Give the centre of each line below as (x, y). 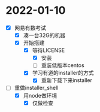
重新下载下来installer (66, 80)
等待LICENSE (49, 50)
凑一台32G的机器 (44, 35)
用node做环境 (40, 95)
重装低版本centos (63, 65)
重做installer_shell (36, 88)
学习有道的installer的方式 (63, 73)
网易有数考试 (30, 28)
